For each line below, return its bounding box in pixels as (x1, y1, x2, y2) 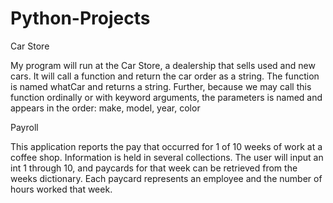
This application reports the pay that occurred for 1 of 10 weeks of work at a (10, 140, 323, 152)
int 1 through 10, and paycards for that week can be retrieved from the (10, 162, 298, 174)
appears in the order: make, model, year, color (10, 102, 201, 114)
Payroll (10, 121, 39, 133)
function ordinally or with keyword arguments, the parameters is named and (10, 91, 323, 103)
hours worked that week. (10, 183, 113, 195)
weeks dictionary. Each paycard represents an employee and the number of (10, 172, 323, 184)
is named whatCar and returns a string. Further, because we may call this (10, 80, 312, 92)
